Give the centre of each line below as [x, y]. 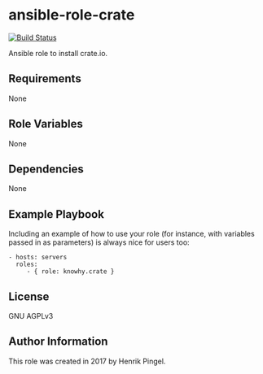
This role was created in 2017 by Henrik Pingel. [87, 361]
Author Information [58, 342]
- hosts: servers [38, 258]
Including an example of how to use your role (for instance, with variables [131, 234]
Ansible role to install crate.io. [58, 53]
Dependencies [46, 169]
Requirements [45, 79]
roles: [27, 265]
